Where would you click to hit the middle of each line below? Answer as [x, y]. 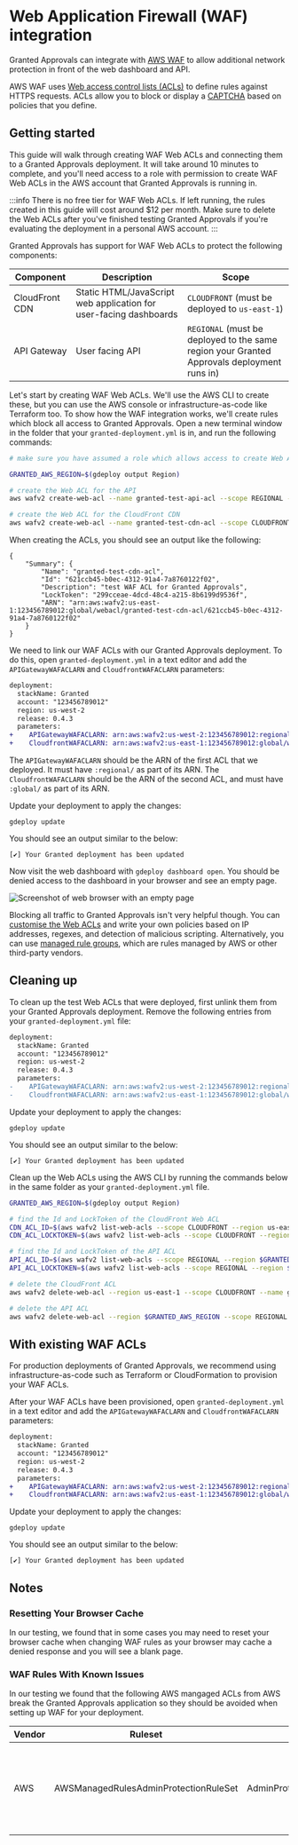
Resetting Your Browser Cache [77, 1613]
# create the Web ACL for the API [73, 490]
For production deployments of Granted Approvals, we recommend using [143, 1366]
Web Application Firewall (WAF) [129, 16]
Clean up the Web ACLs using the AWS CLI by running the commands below [149, 1177]
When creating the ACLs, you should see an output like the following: [135, 540]
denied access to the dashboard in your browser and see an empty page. [143, 880]
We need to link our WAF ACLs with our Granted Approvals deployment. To [146, 650]
